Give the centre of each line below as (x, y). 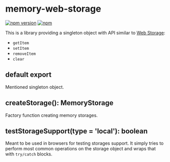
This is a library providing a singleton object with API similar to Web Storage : (85, 33)
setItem (21, 48)
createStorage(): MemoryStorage (59, 103)
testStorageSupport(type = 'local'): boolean (77, 131)
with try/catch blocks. (29, 154)
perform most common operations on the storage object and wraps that (81, 149)
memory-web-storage (53, 9)
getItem (21, 43)
